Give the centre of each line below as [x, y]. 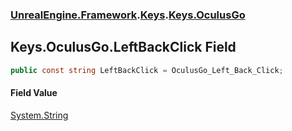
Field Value [34, 93]
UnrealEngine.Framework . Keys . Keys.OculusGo [128, 15]
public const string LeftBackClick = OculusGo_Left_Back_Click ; [147, 70]
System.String [39, 115]
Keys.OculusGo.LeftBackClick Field [123, 47]
